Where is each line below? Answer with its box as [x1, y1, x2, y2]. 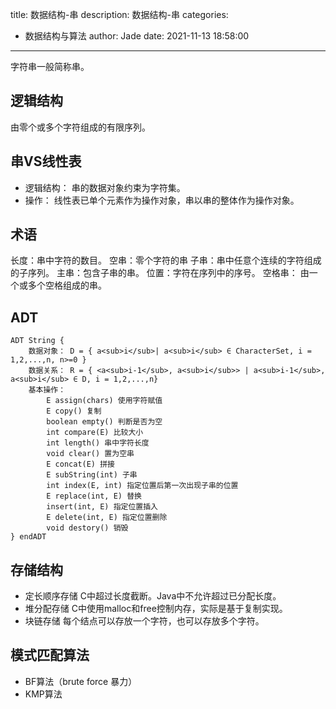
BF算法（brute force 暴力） [24, 675, 138, 687]
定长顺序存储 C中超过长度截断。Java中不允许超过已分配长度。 [24, 590, 282, 602]
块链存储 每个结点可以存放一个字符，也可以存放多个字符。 [24, 615, 265, 627]
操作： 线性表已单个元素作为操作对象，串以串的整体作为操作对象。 [24, 194, 300, 206]
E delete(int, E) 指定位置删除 [46, 513, 168, 523]
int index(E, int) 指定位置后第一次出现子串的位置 [46, 481, 239, 491]
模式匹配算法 [10, 647, 90, 664]
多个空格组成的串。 [27, 279, 107, 292]
